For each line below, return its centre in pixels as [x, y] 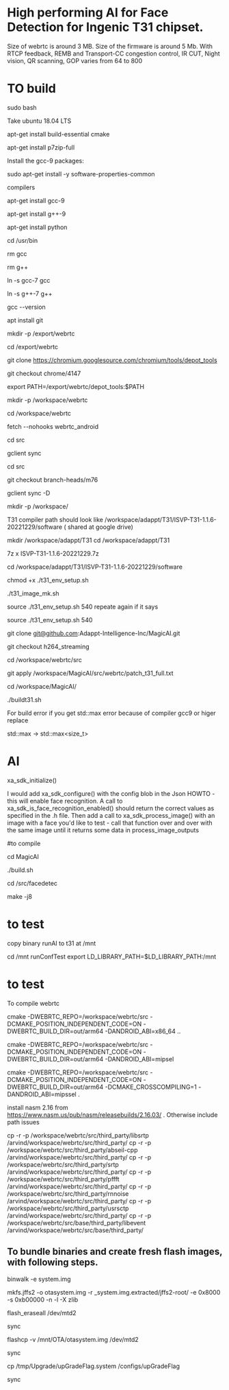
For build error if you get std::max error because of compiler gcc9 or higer [112, 713]
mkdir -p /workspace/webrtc [48, 400]
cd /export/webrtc [32, 346]
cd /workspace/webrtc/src [44, 659]
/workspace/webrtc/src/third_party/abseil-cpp [72, 1150]
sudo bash [22, 107]
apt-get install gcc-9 [36, 200]
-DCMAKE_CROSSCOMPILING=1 [151, 1087]
